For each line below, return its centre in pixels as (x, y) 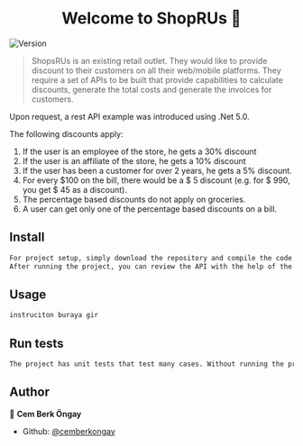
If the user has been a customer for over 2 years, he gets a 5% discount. (157, 170)
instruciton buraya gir (54, 315)
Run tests (37, 343)
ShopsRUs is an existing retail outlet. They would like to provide (149, 60)
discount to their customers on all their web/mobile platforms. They (156, 70)
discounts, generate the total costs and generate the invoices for (151, 89)
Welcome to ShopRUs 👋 (151, 18)
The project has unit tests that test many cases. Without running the (147, 364)
